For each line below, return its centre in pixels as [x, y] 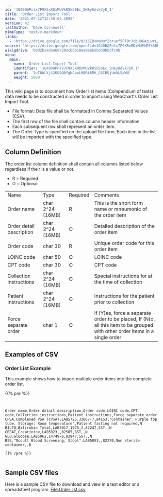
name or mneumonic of [121, 209]
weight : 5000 [27, 77]
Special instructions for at [123, 276]
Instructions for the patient [124, 296]
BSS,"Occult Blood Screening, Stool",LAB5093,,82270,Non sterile [72, 441]
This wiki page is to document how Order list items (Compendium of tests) [79, 91]
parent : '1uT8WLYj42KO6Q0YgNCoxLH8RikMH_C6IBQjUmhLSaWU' [73, 73]
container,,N [18, 445]
